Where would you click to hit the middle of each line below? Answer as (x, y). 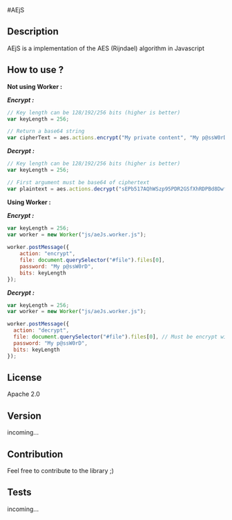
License (25, 378)
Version (24, 416)
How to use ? (36, 70)
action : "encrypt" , (48, 254)
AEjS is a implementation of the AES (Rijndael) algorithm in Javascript (106, 48)
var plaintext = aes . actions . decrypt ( (63, 189)
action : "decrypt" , (41, 330)
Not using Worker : (35, 86)
